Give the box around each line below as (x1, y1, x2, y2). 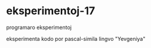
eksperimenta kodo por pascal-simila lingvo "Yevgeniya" (6, 35, 146, 42)
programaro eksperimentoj (6, 24, 72, 31)
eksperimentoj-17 (6, 4, 95, 18)
